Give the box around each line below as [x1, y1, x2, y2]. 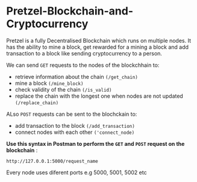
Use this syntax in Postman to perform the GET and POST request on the [6, 140, 185, 147]
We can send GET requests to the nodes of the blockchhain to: [6, 61, 160, 69]
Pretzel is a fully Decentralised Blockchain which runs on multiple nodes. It [6, 37, 192, 44]
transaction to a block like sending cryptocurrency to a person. [6, 49, 163, 57]
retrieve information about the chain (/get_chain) [14, 73, 139, 80]
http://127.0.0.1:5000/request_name [6, 158, 98, 164]
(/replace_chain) [14, 99, 59, 106]
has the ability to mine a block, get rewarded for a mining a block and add [6, 43, 189, 51]
